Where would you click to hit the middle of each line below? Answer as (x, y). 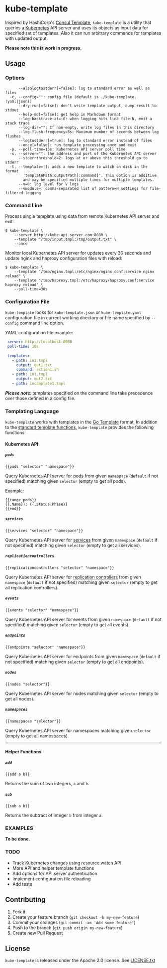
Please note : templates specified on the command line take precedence (79, 393)
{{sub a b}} (17, 806)
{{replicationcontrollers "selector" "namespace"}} (60, 568)
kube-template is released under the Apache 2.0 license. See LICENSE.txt (80, 961)
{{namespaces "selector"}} (33, 721)
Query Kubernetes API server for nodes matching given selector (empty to (82, 693)
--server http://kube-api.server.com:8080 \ (61, 235)
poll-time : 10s (23, 347)
